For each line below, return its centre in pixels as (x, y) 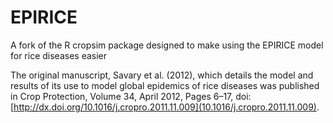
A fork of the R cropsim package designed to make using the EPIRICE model (167, 45)
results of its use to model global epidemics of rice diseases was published (165, 85)
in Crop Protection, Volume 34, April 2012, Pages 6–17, (122, 96)
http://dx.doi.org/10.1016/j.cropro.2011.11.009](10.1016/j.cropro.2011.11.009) (165, 107)
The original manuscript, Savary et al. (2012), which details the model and (162, 75)
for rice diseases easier (59, 55)
